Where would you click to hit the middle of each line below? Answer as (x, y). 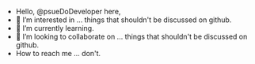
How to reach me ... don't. (58, 53)
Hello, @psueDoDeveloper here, (68, 11)
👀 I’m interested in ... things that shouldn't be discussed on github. (124, 20)
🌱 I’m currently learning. (55, 28)
